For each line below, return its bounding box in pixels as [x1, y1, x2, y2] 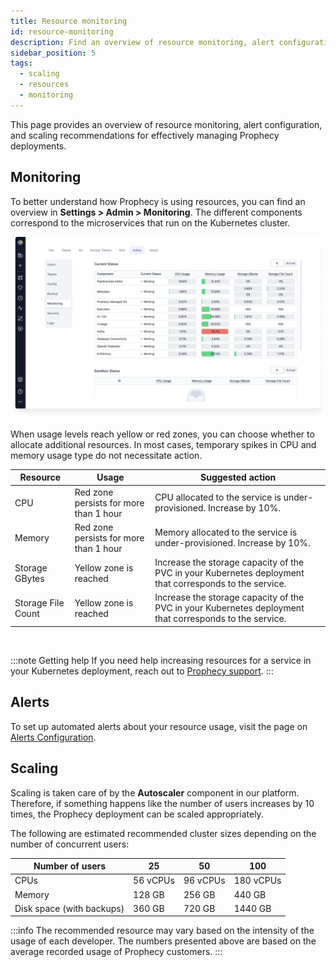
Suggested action [200, 471, 277, 484]
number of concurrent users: [10, 838, 130, 850]
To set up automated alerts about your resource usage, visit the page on [10, 720, 308, 732]
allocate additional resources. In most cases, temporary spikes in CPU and [10, 438, 317, 450]
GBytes [14, 572, 45, 584]
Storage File [14, 596, 65, 609]
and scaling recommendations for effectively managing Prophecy [10, 129, 280, 141]
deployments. [10, 140, 67, 152]
